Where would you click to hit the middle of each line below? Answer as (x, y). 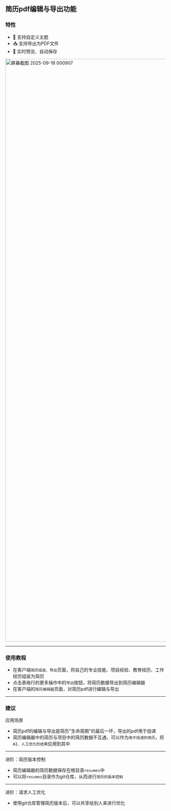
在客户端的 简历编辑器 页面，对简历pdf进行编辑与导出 (66, 689)
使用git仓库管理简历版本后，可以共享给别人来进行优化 (69, 803)
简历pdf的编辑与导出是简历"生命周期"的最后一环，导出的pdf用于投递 (84, 731)
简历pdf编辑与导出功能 (41, 9)
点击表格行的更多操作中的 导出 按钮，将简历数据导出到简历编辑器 (79, 683)
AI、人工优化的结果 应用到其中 (41, 744)
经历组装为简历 (28, 676)
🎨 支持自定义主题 (30, 37)
